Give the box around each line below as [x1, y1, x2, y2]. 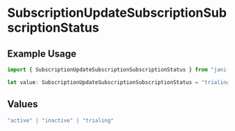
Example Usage [7, 48, 77, 60]
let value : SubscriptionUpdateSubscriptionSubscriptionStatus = [7, 78, 199, 85]
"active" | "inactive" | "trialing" [7, 117, 114, 124]
